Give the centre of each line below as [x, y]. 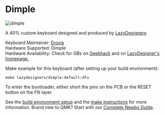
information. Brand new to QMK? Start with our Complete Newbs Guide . [80, 107]
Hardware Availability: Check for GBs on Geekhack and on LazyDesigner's [82, 53]
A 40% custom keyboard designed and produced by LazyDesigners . [76, 33]
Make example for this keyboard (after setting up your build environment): [82, 68]
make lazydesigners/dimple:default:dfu [47, 77]
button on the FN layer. [29, 92]
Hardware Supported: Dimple [36, 48]
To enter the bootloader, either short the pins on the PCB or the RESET [78, 87]
